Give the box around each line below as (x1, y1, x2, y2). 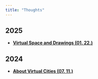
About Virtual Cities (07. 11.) (12, 68, 73, 74)
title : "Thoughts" (5, 7, 45, 13)
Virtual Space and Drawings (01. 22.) (12, 40, 93, 46)
